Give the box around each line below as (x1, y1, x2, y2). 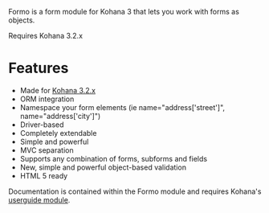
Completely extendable (19, 128, 97, 137)
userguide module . (8, 195, 71, 204)
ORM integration (19, 94, 75, 104)
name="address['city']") (19, 111, 101, 121)
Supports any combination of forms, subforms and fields (19, 154, 207, 163)
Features (8, 59, 69, 77)
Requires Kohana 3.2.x (8, 31, 83, 40)
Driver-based (19, 120, 64, 129)
